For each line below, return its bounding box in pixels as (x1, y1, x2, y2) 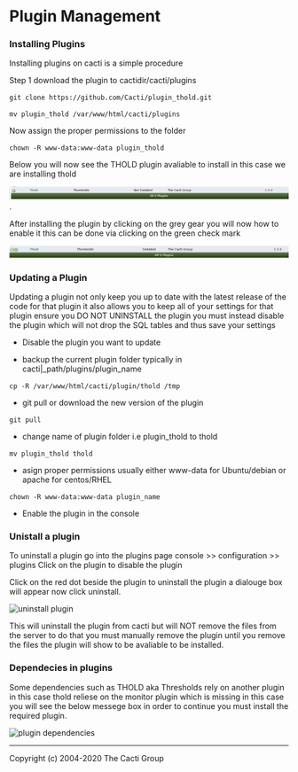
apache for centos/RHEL (21, 474, 113, 485)
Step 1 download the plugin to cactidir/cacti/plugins (9, 75, 197, 86)
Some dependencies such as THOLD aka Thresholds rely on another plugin (9, 682, 286, 692)
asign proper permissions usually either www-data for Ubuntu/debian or (21, 465, 286, 476)
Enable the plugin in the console (21, 508, 140, 519)
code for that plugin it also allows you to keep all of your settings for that (9, 301, 274, 312)
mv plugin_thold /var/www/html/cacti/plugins (9, 110, 180, 119)
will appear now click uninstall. (9, 587, 122, 597)
